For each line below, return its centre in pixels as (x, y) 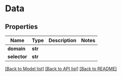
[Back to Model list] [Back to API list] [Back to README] (61, 69)
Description (62, 40)
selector (17, 57)
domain (17, 49)
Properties (21, 27)
